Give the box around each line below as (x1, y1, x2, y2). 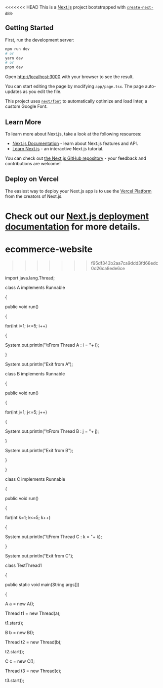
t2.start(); (5, 648, 25, 654)
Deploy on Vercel (5, 175, 59, 183)
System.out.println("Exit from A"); (5, 361, 73, 367)
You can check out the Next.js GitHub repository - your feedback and (5, 155, 147, 161)
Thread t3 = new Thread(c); (5, 668, 62, 674)
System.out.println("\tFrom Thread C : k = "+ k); (5, 534, 102, 540)
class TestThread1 (5, 562, 42, 568)
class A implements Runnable (5, 284, 65, 290)
